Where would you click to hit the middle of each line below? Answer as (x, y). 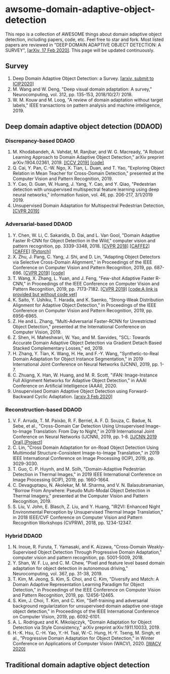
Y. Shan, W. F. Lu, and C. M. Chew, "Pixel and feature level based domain (89, 563)
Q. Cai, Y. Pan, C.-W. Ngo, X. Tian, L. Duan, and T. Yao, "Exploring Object (89, 168)
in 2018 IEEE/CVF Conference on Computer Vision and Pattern (77, 518)
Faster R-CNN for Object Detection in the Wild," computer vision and (84, 240)
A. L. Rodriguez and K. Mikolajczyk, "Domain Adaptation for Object (82, 622)
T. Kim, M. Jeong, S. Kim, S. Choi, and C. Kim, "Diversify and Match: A (86, 579)
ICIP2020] (23, 83)
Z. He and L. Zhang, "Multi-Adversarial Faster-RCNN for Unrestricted (84, 321)
